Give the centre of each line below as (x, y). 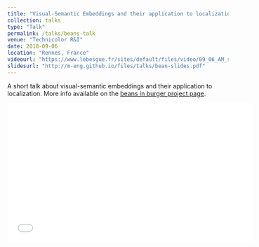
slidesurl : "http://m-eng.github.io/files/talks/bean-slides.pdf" (106, 66)
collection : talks (34, 20)
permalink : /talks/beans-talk (52, 33)
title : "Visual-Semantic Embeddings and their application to (100, 14)
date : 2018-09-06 (33, 46)
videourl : (22, 60)
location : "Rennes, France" (48, 53)
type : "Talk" (26, 27)
